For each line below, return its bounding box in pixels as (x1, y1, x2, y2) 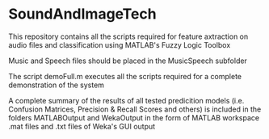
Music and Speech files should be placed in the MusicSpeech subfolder (8, 56, 248, 65)
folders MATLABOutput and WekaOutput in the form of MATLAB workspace (8, 112, 260, 122)
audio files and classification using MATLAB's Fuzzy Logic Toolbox (8, 40, 231, 49)
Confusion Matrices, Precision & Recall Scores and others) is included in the (8, 104, 262, 114)
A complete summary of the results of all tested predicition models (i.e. (8, 95, 245, 105)
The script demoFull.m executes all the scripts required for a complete (8, 71, 242, 81)
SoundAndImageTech (8, 5, 157, 23)
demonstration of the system (8, 80, 105, 90)
